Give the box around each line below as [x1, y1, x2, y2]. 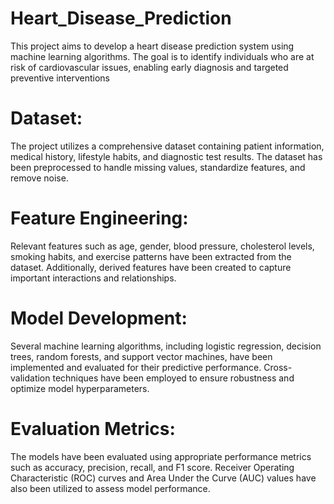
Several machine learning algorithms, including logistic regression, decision [10, 340, 322, 352]
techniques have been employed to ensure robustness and [52, 372, 295, 384]
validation [10, 372, 51, 384]
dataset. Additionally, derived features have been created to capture [10, 261, 292, 273]
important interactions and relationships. [10, 272, 177, 284]
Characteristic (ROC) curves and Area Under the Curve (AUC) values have [10, 472, 317, 484]
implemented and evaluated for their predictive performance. [10, 361, 262, 373]
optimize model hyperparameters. [10, 382, 150, 394]
